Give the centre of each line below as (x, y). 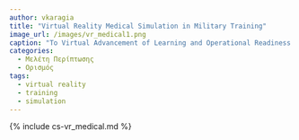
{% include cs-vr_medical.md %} (70, 127)
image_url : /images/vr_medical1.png (78, 34)
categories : (31, 51)
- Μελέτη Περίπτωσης (56, 59)
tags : (19, 76)
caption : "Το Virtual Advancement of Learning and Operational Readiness (150, 43)
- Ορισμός (35, 68)
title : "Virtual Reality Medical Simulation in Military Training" (138, 26)
